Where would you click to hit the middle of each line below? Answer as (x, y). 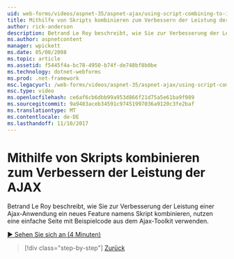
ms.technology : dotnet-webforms (54, 72)
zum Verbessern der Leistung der (106, 173)
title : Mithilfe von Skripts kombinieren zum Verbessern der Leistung (112, 20)
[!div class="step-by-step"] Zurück (75, 248)
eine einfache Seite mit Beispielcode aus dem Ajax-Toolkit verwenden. (108, 221)
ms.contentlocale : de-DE (43, 117)
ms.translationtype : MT (42, 110)
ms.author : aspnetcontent (45, 40)
